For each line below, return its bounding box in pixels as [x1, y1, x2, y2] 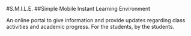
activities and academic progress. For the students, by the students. [6, 23, 175, 30]
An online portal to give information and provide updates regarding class [6, 17, 186, 23]
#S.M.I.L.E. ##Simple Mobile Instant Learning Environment [6, 5, 151, 12]
